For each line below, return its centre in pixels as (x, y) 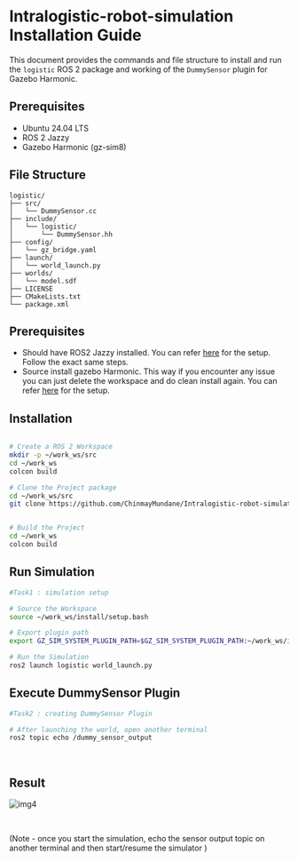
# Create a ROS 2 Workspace (61, 447)
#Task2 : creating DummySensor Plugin (81, 714)
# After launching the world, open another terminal (109, 729)
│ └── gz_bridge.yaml (53, 250)
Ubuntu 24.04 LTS (55, 128)
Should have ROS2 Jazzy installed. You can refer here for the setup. (146, 353)
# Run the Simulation (49, 658)
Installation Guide (75, 35)
